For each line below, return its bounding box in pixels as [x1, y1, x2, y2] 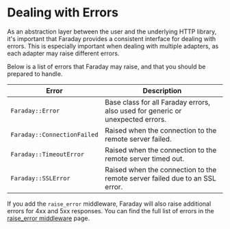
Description [142, 85, 182, 95]
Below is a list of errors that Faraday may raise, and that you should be [7, 62, 206, 70]
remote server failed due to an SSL [105, 173, 217, 183]
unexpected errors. [105, 114, 166, 124]
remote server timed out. [105, 154, 185, 163]
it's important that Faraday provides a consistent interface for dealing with [7, 34, 216, 42]
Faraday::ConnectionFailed [10, 131, 99, 138]
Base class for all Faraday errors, [105, 97, 211, 107]
